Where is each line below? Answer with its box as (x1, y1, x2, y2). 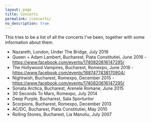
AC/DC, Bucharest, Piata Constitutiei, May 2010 (12, 106, 108, 112)
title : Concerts (5, 12, 38, 17)
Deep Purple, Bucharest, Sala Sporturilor (12, 96, 94, 102)
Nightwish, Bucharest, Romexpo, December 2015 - (12, 75, 114, 81)
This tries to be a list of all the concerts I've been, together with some (5, 34, 145, 40)
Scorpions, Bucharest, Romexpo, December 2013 (12, 101, 111, 107)
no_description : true (5, 21, 49, 26)
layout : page (5, 7, 32, 12)
